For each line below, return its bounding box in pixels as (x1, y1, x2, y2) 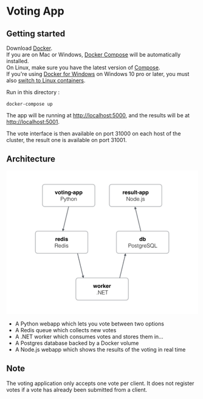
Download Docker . (6, 44, 53, 52)
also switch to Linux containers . (6, 77, 86, 84)
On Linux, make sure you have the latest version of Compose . (6, 64, 160, 71)
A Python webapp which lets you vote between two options (15, 320, 164, 327)
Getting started (6, 29, 66, 39)
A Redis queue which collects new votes (15, 326, 117, 333)
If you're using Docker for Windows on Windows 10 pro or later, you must (6, 70, 190, 77)
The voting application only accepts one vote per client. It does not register (6, 380, 194, 387)
